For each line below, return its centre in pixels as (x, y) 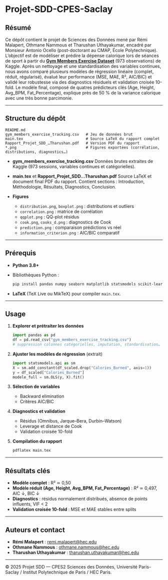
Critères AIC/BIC (37, 401)
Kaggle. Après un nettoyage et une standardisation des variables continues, (83, 66)
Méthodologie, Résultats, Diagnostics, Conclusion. (64, 186)
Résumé (18, 28)
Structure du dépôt (35, 118)
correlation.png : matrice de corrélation (61, 211)
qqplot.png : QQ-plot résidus (49, 216)
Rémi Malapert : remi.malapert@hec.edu (54, 541)
